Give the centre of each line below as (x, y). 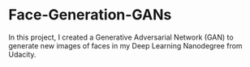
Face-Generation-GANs (90, 15)
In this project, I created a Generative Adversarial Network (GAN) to (121, 37)
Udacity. (22, 54)
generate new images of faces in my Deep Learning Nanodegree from (125, 45)
